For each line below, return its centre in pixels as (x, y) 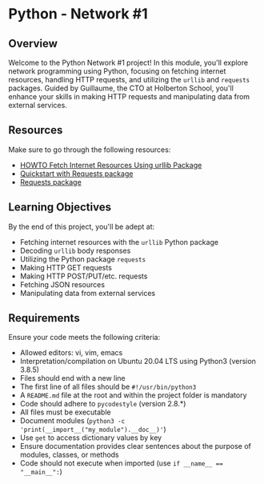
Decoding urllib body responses (75, 250)
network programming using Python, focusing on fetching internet (117, 71)
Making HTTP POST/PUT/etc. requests (84, 276)
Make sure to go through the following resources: (90, 150)
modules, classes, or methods (70, 455)
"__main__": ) (41, 472)
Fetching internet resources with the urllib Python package (119, 242)
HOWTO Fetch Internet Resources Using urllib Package (111, 165)
